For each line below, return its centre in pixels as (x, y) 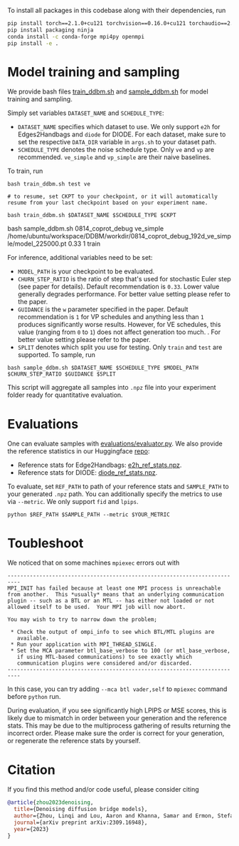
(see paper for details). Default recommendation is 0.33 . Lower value (118, 287)
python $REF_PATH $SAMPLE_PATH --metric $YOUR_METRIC (89, 515)
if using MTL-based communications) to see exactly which (105, 657)
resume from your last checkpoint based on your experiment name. (108, 203)
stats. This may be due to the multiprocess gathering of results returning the (119, 726)
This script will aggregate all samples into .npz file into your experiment (112, 388)
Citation (31, 770)
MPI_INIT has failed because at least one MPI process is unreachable (114, 588)
